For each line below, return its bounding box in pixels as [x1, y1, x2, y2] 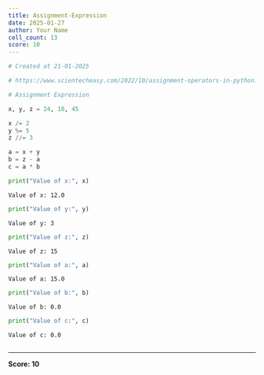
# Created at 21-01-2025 [8, 62, 90, 71]
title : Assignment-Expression [8, 11, 108, 20]
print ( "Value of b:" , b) [8, 289, 90, 297]
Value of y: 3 [8, 219, 55, 227]
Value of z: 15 [8, 247, 58, 255]
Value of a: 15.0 [8, 275, 65, 284]
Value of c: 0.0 [8, 332, 61, 340]
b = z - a [8, 155, 41, 164]
